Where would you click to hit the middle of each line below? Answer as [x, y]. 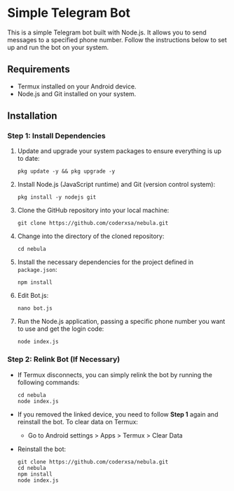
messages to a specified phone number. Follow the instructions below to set [117, 39]
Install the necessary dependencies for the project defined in [105, 262]
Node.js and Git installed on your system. [77, 93]
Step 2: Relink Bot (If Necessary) [64, 360]
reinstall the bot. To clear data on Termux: [78, 421]
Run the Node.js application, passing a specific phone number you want [121, 322]
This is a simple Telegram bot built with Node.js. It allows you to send [107, 32]
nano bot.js [35, 308]
